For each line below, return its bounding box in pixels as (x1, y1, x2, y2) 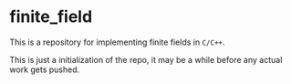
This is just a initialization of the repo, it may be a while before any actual (9, 54, 283, 65)
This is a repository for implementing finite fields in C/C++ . (9, 37, 225, 47)
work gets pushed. (9, 64, 80, 75)
